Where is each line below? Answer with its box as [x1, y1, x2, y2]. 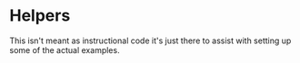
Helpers [9, 5, 71, 26]
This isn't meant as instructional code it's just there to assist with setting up [9, 35, 292, 46]
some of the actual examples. [9, 44, 120, 55]
